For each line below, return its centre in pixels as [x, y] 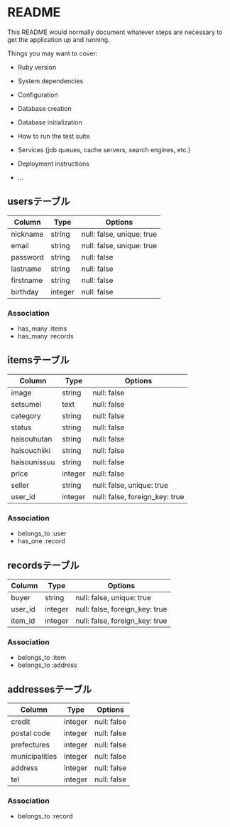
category [26, 415]
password [27, 257]
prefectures [31, 745]
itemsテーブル [38, 360]
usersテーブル [39, 202]
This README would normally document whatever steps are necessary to [115, 32]
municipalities [34, 757]
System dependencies [50, 81]
